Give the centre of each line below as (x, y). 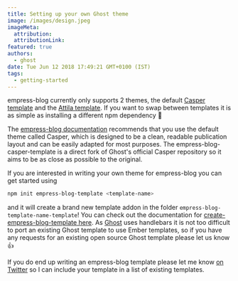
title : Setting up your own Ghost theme (68, 14)
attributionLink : (39, 41)
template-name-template (43, 216)
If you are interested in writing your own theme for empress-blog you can (115, 173)
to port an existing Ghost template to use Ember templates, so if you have (115, 230)
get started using (32, 181)
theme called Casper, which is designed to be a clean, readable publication (117, 137)
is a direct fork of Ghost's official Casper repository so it (139, 152)
